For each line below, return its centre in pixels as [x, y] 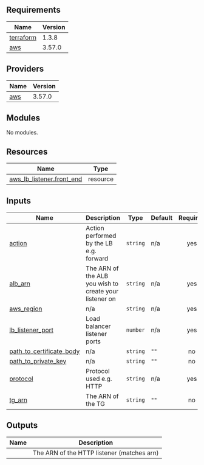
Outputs [22, 425]
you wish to [102, 284]
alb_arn [20, 284]
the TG [95, 404]
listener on [101, 299]
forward [97, 259]
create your [102, 292]
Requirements [33, 10]
